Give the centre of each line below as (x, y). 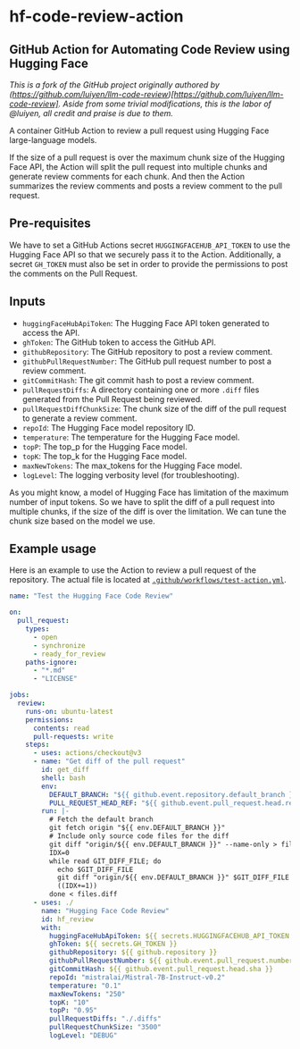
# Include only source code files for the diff (139, 836)
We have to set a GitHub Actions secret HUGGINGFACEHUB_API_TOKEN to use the (150, 245)
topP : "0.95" (73, 1011)
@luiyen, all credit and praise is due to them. (92, 113)
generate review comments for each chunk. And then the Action (127, 176)
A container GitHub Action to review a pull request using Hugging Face (139, 130)
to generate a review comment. (79, 418)
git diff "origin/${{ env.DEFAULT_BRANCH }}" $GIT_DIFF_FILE (173, 877)
